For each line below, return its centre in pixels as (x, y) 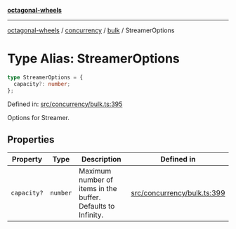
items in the (98, 189)
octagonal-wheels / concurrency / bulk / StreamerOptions (91, 30)
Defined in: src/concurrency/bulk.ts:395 (65, 104)
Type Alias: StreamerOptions (94, 59)
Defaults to (97, 207)
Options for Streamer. (39, 117)
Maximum (95, 171)
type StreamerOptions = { (45, 77)
